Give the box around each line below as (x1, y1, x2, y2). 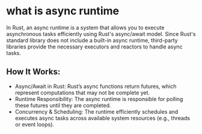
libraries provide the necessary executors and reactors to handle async (6, 43, 183, 50)
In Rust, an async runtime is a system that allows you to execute (6, 24, 165, 31)
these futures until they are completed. (14, 102, 111, 109)
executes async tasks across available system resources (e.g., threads (14, 114, 191, 121)
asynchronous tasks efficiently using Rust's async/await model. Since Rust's (6, 30, 196, 37)
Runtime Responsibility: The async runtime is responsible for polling (14, 95, 183, 102)
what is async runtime (6, 4, 119, 18)
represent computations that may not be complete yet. (14, 89, 150, 96)
